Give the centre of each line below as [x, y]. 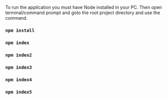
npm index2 [19, 55]
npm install [20, 30]
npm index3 [19, 67]
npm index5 [19, 92]
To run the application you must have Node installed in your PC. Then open [84, 7]
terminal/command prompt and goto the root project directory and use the [83, 13]
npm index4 [19, 80]
